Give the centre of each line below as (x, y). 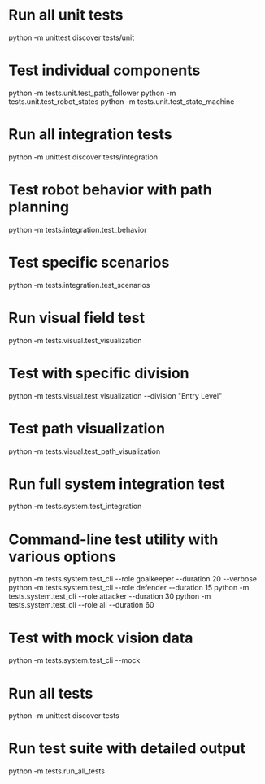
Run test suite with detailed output (127, 749)
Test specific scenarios (89, 262)
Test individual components (104, 70)
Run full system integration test (117, 483)
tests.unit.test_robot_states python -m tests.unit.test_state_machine (122, 101)
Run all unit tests (66, 15)
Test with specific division (99, 373)
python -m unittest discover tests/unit (72, 37)
